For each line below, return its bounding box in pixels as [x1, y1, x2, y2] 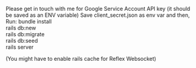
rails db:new [5, 24, 37, 31]
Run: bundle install [5, 18, 52, 25]
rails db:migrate [5, 31, 45, 38]
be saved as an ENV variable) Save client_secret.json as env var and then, [5, 11, 190, 19]
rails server [5, 43, 34, 51]
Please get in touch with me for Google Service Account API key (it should [5, 5, 191, 12]
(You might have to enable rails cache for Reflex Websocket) [5, 55, 157, 62]
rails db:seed [5, 37, 38, 44]
